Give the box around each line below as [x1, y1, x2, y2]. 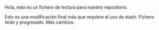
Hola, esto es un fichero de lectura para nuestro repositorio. [4, 4, 128, 10]
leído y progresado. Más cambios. [4, 19, 75, 25]
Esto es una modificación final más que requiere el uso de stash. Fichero [4, 14, 154, 19]
